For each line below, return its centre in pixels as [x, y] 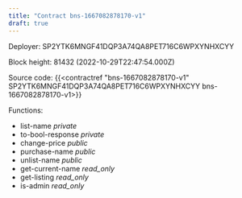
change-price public [54, 142]
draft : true [28, 23]
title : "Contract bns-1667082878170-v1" [77, 16]
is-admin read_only [52, 185]
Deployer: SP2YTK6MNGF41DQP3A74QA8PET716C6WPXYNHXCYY [121, 46]
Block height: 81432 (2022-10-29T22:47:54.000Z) [92, 62]
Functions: [26, 110]
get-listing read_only [54, 177]
